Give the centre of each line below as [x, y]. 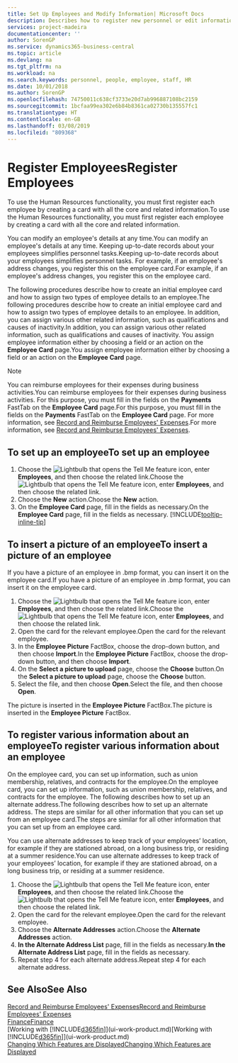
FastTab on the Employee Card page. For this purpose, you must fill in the [114, 407]
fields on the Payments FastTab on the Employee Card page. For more [111, 415]
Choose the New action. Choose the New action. [88, 499]
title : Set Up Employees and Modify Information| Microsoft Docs [106, 14]
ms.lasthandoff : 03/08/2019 [49, 126]
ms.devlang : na [30, 60]
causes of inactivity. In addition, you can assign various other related [107, 327]
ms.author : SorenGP [36, 93]
